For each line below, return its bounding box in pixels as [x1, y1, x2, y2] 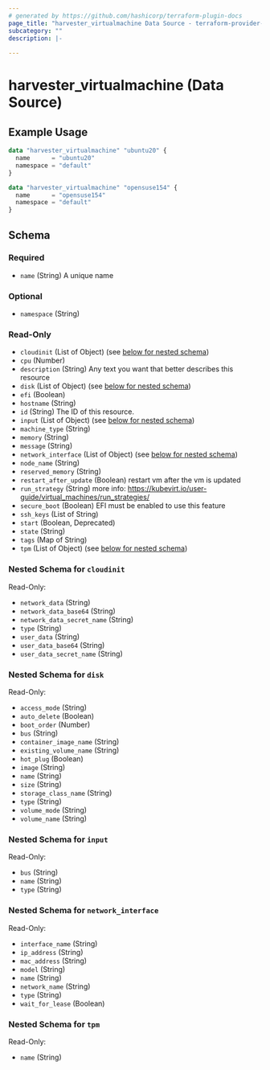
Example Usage [8, 125, 88, 139]
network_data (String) [19, 597, 91, 607]
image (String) [19, 763, 66, 772]
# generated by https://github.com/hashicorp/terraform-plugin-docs [8, 11, 243, 20]
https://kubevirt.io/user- [127, 484, 207, 494]
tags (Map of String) [19, 535, 88, 545]
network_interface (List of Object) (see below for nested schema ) [19, 449, 239, 459]
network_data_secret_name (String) [19, 614, 134, 624]
